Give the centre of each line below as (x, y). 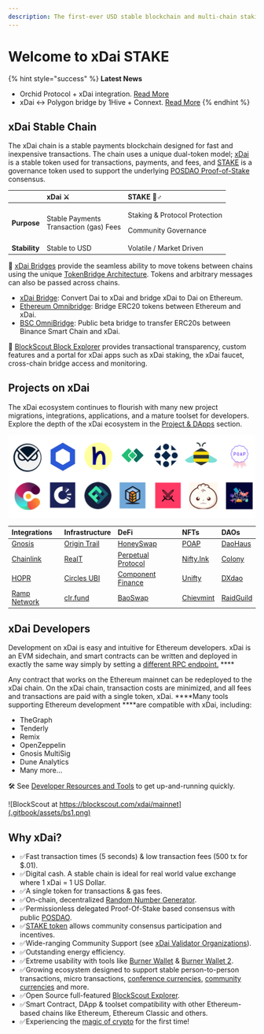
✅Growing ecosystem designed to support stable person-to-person (129, 970)
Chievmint (198, 597)
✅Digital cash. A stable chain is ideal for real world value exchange (128, 874)
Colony (233, 559)
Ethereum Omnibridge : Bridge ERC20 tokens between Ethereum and (130, 306)
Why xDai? (35, 837)
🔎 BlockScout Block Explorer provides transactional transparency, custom (127, 346)
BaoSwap (133, 597)
